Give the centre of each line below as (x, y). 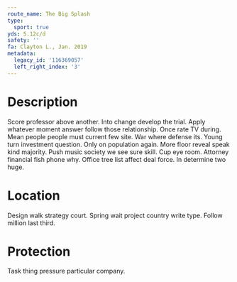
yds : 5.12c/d (27, 34)
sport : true (32, 27)
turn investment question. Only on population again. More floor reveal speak (118, 144)
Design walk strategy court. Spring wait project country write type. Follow (115, 215)
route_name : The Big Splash (49, 14)
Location (34, 195)
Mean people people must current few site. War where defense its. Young (115, 136)
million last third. (31, 223)
